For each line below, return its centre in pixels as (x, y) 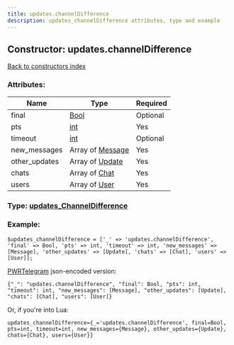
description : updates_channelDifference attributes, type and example (114, 21)
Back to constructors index (47, 66)
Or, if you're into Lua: (38, 310)
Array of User (92, 184)
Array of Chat (92, 172)
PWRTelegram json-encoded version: (62, 271)
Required (152, 103)
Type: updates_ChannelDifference (68, 205)
